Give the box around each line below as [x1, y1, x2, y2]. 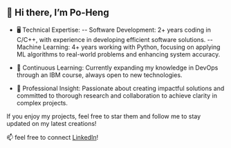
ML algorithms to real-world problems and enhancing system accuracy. [16, 50, 221, 59]
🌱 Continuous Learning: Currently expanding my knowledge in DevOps [16, 63, 219, 72]
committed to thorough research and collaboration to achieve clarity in [16, 91, 217, 100]
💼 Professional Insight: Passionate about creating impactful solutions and [16, 84, 225, 92]
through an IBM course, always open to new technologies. [16, 70, 183, 79]
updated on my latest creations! [6, 119, 97, 127]
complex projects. [16, 98, 68, 107]
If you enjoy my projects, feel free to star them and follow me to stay [6, 112, 201, 120]
